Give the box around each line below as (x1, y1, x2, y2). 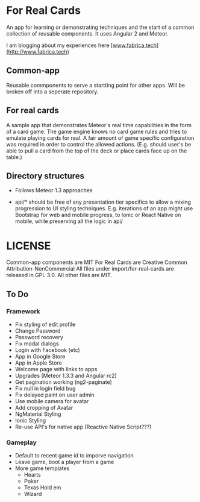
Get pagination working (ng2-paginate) (14, 378, 113, 386)
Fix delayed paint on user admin (14, 391, 95, 398)
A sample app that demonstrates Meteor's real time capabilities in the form (6, 121, 192, 128)
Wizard (23, 491, 42, 498)
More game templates (14, 465, 70, 472)
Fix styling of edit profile (14, 321, 76, 328)
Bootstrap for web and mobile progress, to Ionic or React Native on (14, 212, 181, 219)
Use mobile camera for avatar (14, 398, 89, 404)
